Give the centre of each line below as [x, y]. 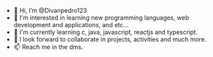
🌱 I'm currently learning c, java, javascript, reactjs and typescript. [105, 32]
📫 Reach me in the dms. [48, 47]
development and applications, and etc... [71, 25]
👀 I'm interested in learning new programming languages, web [101, 18]
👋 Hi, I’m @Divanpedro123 [50, 11]
